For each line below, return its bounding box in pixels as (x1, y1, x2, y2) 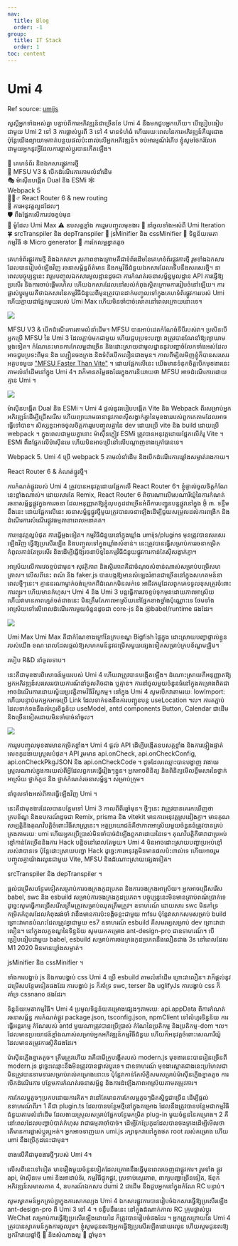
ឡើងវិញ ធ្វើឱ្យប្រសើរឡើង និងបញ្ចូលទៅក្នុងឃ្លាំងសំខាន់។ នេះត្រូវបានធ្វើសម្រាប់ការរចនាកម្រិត (7, 539, 220, 547)
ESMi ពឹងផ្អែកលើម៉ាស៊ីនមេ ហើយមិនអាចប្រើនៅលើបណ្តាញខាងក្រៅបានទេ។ (7, 438, 183, 446)
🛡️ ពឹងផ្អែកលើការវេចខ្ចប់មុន (7, 210, 71, 218)
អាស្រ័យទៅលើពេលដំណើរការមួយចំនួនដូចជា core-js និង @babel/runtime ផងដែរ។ (7, 604, 213, 613)
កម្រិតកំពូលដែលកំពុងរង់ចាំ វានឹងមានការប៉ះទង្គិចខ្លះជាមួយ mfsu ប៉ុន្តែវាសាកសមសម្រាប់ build (7, 910, 227, 918)
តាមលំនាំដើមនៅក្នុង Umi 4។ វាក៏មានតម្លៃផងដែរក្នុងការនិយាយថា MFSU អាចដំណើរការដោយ (7, 367, 227, 376)
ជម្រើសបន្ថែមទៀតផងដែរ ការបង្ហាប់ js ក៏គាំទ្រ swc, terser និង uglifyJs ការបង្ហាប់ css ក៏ (7, 981, 221, 989)
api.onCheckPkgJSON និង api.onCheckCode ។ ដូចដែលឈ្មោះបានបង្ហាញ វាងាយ (7, 757, 220, 766)
